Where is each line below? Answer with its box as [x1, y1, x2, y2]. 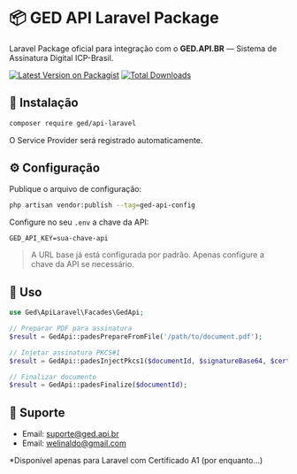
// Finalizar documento [9, 372, 97, 381]
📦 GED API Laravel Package [9, 8, 219, 28]
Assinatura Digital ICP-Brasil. [9, 52, 114, 63]
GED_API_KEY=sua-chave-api [9, 234, 109, 243]
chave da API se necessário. [30, 259, 135, 270]
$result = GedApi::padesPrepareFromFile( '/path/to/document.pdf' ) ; [9, 332, 263, 341]
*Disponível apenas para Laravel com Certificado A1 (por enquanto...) [9, 455, 263, 466]
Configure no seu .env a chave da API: [9, 217, 149, 227]
